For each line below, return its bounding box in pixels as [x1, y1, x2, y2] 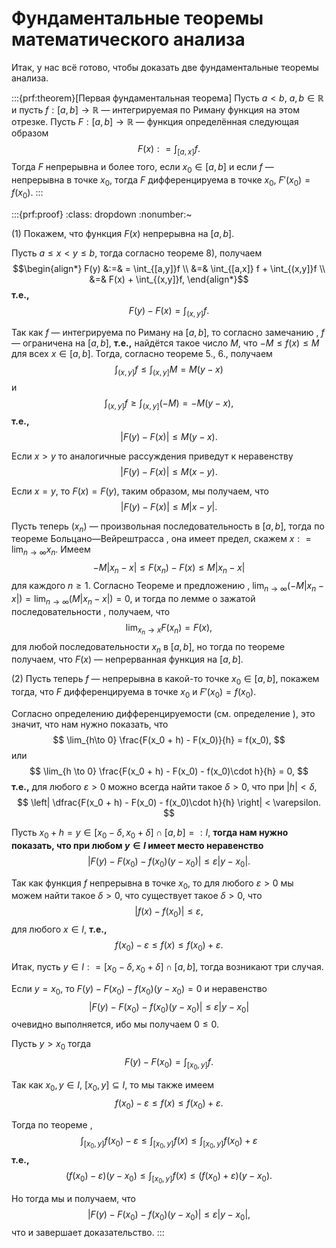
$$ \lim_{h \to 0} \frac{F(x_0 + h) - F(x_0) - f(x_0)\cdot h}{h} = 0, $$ [29, 765, 309, 777]
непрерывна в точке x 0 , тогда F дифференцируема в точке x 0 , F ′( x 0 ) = [11, 173, 311, 188]
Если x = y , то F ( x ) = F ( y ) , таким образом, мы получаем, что [11, 485, 269, 497]
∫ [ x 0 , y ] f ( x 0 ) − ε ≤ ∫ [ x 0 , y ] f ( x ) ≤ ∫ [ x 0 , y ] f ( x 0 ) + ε [80, 1134, 258, 1151]
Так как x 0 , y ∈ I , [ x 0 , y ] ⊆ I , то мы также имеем [11, 1079, 215, 1094]
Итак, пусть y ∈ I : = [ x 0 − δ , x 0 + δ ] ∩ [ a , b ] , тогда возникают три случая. [11, 961, 324, 975]
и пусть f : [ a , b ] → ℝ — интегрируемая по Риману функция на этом [11, 103, 300, 116]
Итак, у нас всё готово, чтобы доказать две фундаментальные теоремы [11, 61, 319, 73]
